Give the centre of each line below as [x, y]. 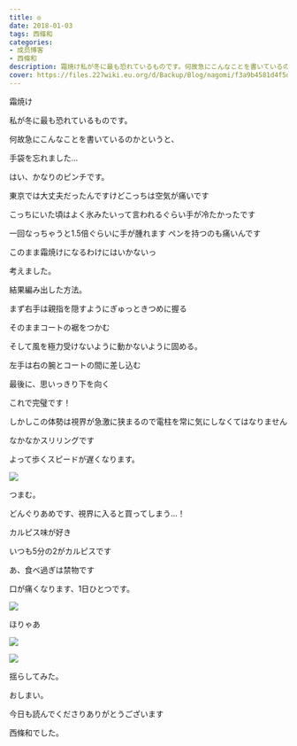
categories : [31, 42]
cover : [21, 75]
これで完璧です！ [40, 402]
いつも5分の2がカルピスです [61, 551]
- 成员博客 [27, 51]
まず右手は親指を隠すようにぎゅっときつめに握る [98, 308]
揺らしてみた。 [36, 676]
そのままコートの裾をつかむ [60, 327]
